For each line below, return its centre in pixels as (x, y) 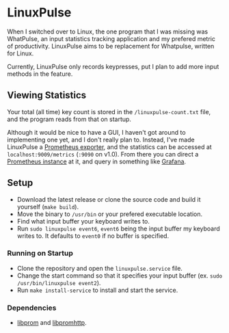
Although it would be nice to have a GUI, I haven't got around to (96, 132)
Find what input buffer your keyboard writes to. (83, 221)
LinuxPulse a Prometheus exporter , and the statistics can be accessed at (109, 147)
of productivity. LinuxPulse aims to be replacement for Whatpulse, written (111, 46)
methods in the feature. (40, 74)
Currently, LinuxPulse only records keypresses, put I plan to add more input (113, 66)
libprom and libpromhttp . (52, 323)
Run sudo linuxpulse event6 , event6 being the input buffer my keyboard (118, 228)
